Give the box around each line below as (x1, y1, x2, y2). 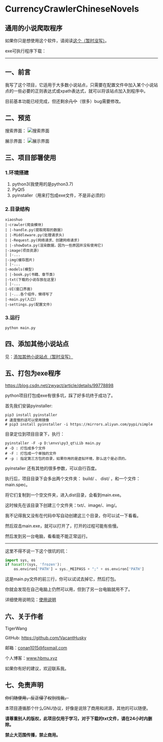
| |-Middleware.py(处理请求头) (5, 232, 65, 237)
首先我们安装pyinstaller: (5, 403, 52, 409)
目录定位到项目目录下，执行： (5, 431, 65, 437)
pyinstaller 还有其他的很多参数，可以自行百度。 (5, 465, 99, 471)
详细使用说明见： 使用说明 (5, 597, 56, 603)
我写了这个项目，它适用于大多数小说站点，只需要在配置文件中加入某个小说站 (5, 82, 158, 88)
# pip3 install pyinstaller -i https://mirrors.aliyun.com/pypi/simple (5, 422, 153, 427)
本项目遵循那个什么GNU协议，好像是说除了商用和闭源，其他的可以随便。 (5, 705, 151, 711)
